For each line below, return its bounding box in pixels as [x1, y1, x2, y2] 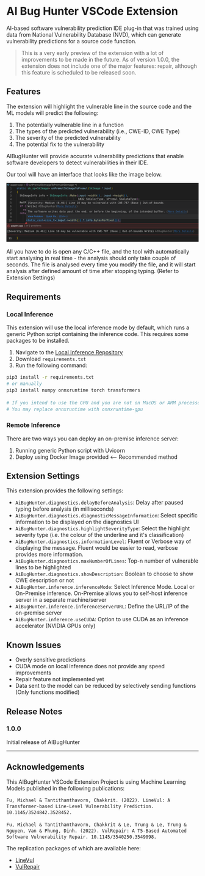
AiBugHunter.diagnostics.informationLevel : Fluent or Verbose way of [15, 538, 192, 545]
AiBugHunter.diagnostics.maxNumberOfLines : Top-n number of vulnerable [15, 557, 199, 564]
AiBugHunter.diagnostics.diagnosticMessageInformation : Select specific [15, 512, 198, 519]
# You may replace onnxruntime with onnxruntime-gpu [6, 406, 143, 413]
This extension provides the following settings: [6, 487, 124, 494]
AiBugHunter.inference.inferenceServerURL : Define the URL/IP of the [15, 603, 189, 610]
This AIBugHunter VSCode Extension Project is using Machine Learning [6, 778, 186, 786]
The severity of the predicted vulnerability [15, 134, 121, 141]
